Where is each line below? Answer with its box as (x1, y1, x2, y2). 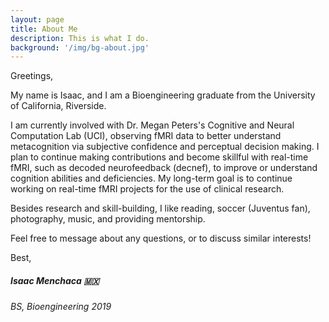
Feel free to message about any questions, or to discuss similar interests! (10, 232, 312, 245)
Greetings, (10, 70, 54, 82)
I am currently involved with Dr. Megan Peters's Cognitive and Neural (10, 119, 295, 131)
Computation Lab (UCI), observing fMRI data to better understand (10, 130, 282, 142)
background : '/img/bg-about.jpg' (10, 42, 150, 53)
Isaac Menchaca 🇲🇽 (10, 274, 100, 286)
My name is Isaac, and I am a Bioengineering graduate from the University (10, 89, 316, 101)
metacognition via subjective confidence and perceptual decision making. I (10, 141, 320, 153)
